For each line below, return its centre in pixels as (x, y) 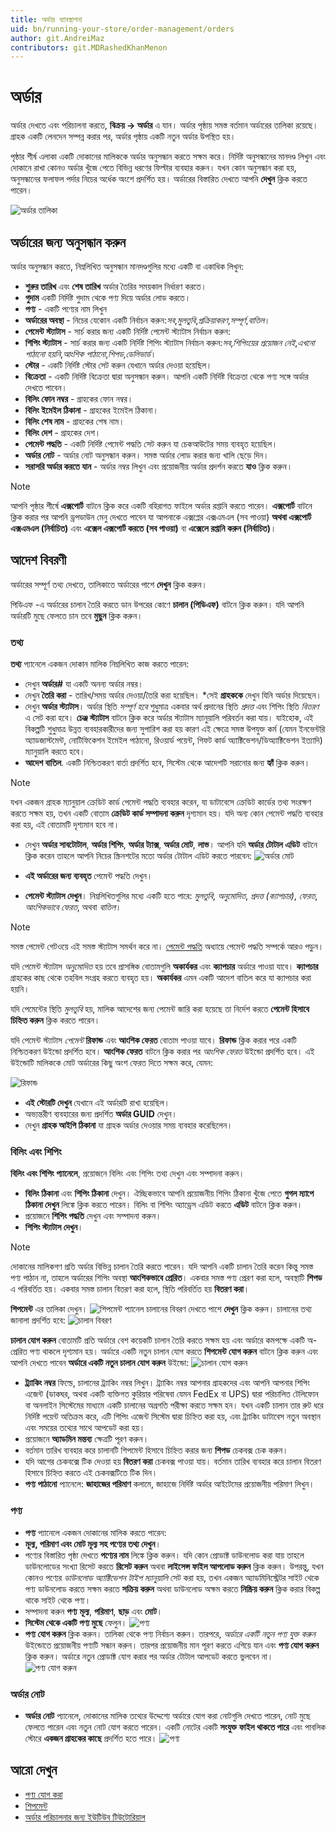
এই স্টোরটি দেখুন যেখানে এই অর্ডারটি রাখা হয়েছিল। (97, 1103)
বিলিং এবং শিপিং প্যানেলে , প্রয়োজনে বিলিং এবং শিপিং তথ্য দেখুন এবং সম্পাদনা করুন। (127, 1173)
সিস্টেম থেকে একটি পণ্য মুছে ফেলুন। (76, 1622)
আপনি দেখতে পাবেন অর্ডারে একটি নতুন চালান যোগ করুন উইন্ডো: (100, 1363)
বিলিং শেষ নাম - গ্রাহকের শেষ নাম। (74, 421)
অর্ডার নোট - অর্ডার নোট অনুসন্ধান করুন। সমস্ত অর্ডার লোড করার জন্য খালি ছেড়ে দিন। (147, 455)
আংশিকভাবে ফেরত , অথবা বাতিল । (73, 907)
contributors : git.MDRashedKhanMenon (89, 47)
